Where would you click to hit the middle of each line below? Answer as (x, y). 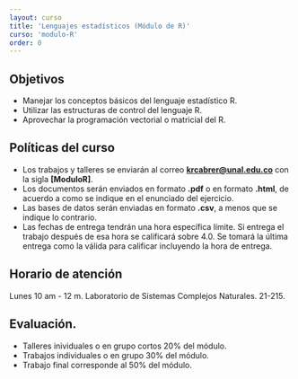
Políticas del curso (62, 148)
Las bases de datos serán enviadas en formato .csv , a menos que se (150, 207)
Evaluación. (43, 324)
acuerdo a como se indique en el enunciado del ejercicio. (128, 198)
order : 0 (26, 43)
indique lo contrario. (59, 217)
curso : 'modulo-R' (44, 34)
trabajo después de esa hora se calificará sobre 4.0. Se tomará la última (155, 236)
